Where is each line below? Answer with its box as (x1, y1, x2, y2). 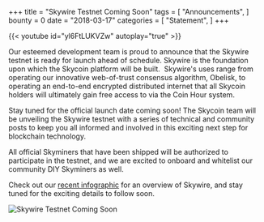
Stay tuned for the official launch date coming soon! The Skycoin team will (8, 105, 257, 115)
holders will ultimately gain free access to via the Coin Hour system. (8, 90, 235, 100)
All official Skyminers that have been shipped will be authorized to (8, 147, 229, 156)
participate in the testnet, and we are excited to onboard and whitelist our (8, 156, 253, 165)
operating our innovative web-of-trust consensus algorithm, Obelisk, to (8, 73, 246, 82)
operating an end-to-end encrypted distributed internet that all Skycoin (8, 81, 245, 91)
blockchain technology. (8, 131, 87, 141)
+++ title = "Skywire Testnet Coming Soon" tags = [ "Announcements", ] (8, 7, 249, 16)
